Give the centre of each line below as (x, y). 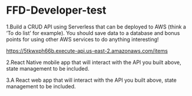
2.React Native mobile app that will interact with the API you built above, (94, 62)
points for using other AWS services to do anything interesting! (83, 39)
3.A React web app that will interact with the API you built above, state (92, 80)
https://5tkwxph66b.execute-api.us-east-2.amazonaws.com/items (87, 50)
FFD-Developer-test (56, 10)
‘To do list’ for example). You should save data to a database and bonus (93, 33)
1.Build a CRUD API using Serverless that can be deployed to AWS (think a (96, 27)
